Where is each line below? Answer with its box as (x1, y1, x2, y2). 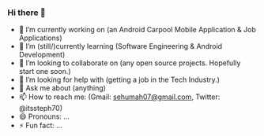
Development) (18, 50, 66, 60)
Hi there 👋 (7, 7, 47, 18)
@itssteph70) (18, 104, 63, 113)
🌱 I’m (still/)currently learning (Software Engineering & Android (18, 42, 223, 51)
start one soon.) (18, 67, 72, 76)
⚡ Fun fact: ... (18, 121, 62, 130)
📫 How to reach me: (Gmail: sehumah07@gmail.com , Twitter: (18, 92, 221, 101)
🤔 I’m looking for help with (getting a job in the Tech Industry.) (18, 75, 221, 85)
